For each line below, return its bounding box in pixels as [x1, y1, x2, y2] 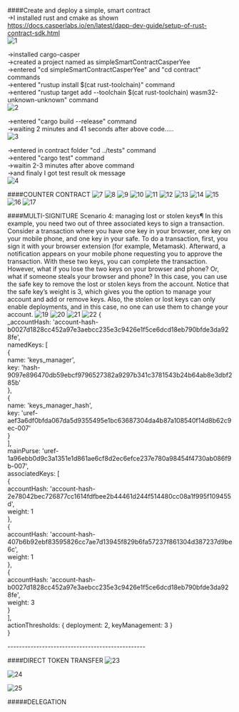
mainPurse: [7, 447, 41, 455]
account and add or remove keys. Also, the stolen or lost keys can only [7, 295, 215, 303]
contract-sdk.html [7, 29, 61, 37]
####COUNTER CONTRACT [7, 190, 91, 198]
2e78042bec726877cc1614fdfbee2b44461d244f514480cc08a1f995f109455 [7, 492, 232, 500]
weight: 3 [7, 599, 35, 606]
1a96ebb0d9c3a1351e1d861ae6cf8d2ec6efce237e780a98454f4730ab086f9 [7, 454, 232, 462]
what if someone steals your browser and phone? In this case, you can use [7, 273, 228, 280]
